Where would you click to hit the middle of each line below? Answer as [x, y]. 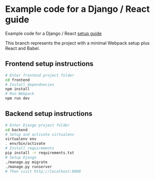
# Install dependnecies [30, 85]
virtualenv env [21, 139]
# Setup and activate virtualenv [40, 134]
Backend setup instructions [49, 114]
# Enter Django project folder [38, 125]
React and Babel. [23, 48]
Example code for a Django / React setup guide [53, 33]
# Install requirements [30, 148]
